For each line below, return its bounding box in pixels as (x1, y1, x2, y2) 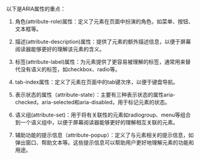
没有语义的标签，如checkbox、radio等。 (20, 66, 121, 73)
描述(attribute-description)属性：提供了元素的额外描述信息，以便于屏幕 (14, 38, 191, 45)
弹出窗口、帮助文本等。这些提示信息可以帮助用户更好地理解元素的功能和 (14, 139, 194, 146)
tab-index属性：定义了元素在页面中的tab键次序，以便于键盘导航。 (14, 78, 179, 85)
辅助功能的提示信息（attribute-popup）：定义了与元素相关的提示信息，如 (14, 132, 194, 139)
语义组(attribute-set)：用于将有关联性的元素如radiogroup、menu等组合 (14, 111, 191, 118)
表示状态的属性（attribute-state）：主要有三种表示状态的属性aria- (14, 91, 175, 98)
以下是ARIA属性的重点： (6, 5, 66, 12)
